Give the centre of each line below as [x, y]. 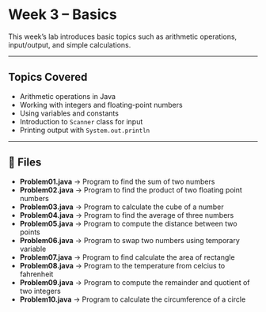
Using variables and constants [69, 113]
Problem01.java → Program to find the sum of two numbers [117, 181]
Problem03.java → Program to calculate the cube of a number [122, 207]
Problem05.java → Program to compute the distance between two [128, 223]
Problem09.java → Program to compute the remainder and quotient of [135, 282]
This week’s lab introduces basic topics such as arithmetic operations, [123, 36]
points [30, 232]
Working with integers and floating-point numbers [101, 105]
